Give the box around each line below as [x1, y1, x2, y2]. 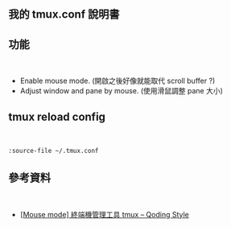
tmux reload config [8, 109, 106, 123]
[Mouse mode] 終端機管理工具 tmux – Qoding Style [19, 209, 189, 219]
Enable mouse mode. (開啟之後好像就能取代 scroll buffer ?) [19, 76, 216, 86]
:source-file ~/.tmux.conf [8, 147, 99, 155]
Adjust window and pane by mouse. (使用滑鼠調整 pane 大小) [19, 86, 224, 96]
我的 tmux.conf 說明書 [8, 7, 120, 22]
